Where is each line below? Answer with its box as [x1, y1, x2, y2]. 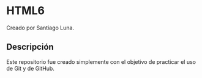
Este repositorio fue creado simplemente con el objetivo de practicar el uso [6, 58, 196, 65]
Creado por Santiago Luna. [6, 24, 75, 31]
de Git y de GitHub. [6, 64, 55, 72]
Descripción [6, 42, 54, 52]
